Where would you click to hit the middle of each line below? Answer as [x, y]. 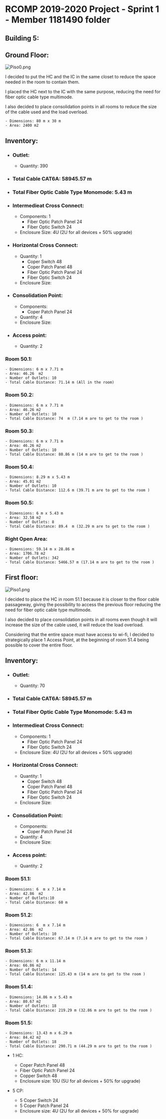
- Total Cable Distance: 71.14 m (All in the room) [60, 383]
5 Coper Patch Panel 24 [44, 1106]
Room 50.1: [19, 359]
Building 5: [22, 38]
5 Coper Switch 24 [39, 1100]
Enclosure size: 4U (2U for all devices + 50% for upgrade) [79, 1111]
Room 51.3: [19, 950]
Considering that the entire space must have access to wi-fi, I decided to [80, 634]
